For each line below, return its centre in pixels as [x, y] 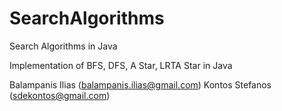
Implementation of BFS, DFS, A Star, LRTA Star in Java [121, 65]
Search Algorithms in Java [63, 46]
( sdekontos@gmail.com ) [60, 95]
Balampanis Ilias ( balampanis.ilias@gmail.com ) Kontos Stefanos [140, 84]
